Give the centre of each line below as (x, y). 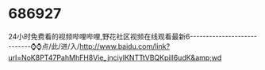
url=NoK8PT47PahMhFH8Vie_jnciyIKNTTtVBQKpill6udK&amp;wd (115, 57)
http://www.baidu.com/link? (125, 46)
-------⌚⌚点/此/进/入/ (44, 46)
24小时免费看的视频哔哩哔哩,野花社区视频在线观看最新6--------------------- (133, 36)
